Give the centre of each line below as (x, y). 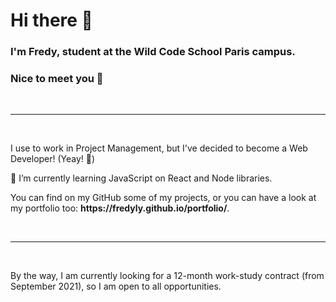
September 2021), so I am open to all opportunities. (116, 286)
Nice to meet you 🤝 (57, 79)
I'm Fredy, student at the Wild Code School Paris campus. (153, 52)
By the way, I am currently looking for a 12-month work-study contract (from (167, 276)
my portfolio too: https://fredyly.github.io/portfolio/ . (120, 208)
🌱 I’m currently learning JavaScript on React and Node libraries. (141, 178)
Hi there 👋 (51, 20)
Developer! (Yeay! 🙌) (53, 159)
